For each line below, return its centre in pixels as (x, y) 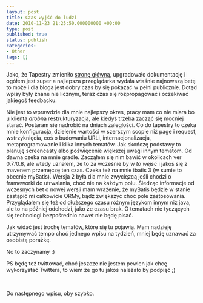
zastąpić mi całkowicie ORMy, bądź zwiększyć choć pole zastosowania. (96, 196)
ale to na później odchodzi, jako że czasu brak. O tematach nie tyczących (98, 209)
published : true (27, 35)
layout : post (23, 12)
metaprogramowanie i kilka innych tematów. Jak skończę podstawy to (94, 144)
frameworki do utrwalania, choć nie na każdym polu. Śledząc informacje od (101, 183)
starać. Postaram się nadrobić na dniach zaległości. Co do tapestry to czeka (101, 124)
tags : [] (17, 57)
